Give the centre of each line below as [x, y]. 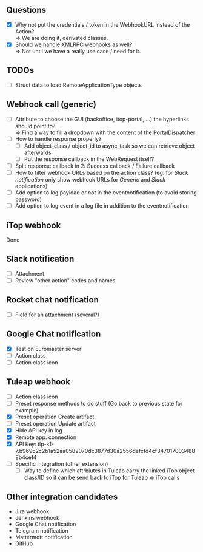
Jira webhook [32, 511]
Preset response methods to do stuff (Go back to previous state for [99, 403]
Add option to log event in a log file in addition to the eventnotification [102, 206]
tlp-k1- [46, 444]
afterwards [38, 152]
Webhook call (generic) [52, 105]
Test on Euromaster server [48, 349]
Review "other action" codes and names [65, 280]
